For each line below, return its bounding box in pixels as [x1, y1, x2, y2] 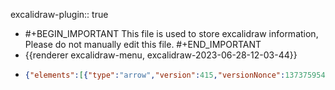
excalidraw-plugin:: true [10, 9, 109, 20]
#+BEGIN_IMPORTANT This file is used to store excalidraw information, [24, 28, 319, 39]
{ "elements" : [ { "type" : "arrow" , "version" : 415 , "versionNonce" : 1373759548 [24, 70, 330, 80]
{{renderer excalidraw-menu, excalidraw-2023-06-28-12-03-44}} [24, 49, 298, 61]
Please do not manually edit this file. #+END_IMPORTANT [24, 39, 262, 50]
